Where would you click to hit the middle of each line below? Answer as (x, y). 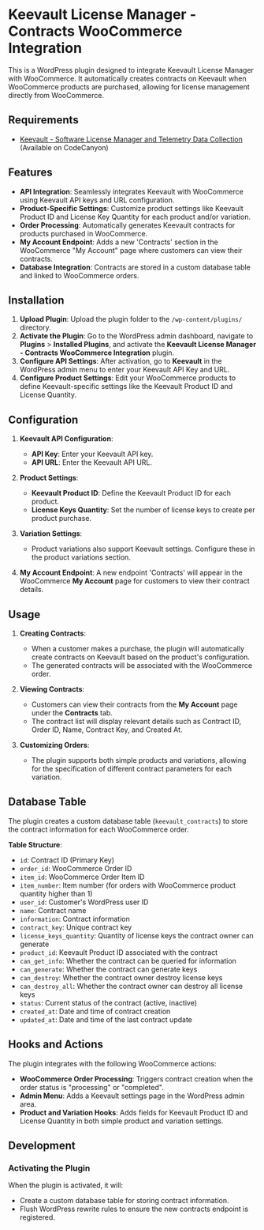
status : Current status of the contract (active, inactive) (108, 1002)
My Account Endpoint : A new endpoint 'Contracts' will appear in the (131, 573)
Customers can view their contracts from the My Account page (134, 704)
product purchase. (61, 519)
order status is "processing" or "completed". (91, 1087)
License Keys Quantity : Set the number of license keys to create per (143, 510)
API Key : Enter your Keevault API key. (92, 454)
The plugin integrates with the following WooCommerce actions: (112, 1063)
